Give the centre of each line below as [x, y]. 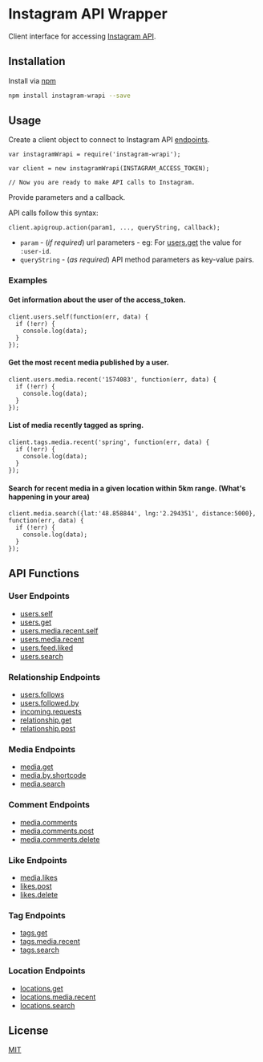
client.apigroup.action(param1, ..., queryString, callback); [114, 228]
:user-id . [36, 251]
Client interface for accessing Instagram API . [82, 36]
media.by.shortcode [53, 775]
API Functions [44, 574]
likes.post [36, 886]
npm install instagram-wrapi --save [69, 96]
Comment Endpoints [49, 805]
